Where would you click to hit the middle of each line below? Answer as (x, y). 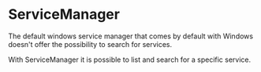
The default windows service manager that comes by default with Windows (131, 36)
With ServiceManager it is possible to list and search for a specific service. (130, 59)
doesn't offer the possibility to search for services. (90, 44)
